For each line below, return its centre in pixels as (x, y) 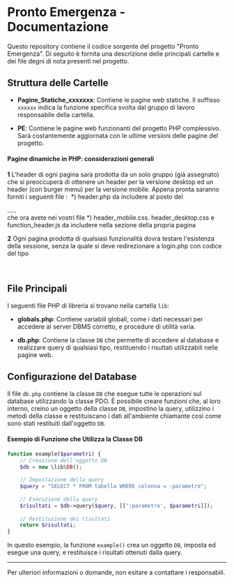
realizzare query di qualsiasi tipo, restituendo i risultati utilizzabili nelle (117, 347)
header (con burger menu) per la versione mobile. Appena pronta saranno (113, 189)
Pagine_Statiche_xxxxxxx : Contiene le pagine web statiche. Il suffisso (119, 100)
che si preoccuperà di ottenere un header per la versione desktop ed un (110, 181)
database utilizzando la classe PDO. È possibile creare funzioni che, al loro (114, 401)
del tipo (18, 253)
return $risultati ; (48, 525)
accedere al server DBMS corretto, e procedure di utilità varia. (107, 326)
